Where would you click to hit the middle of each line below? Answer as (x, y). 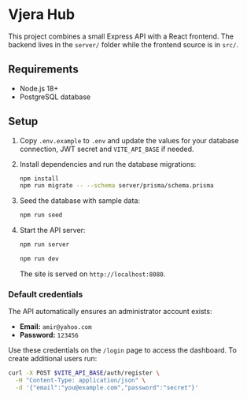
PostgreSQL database (55, 97)
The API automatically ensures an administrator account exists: (110, 312)
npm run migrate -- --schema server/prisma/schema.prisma (116, 186)
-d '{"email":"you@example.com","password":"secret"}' (107, 387)
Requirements (43, 70)
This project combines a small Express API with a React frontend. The (121, 36)
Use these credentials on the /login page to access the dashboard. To (123, 350)
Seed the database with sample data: (79, 201)
